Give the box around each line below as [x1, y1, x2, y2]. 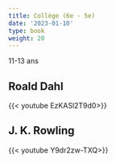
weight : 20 [8, 34, 45, 43]
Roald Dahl [8, 79, 64, 93]
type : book [8, 26, 45, 35]
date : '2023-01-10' [8, 19, 74, 27]
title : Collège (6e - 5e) [8, 11, 95, 20]
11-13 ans [8, 56, 39, 66]
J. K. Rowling [8, 124, 75, 137]
